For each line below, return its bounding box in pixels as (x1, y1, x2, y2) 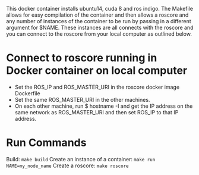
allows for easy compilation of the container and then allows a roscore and (6, 11, 189, 18)
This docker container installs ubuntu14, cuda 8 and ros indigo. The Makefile (6, 5, 193, 12)
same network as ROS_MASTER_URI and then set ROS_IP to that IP (14, 108, 179, 115)
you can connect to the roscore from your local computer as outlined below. (6, 30, 192, 37)
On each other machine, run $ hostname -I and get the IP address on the (14, 102, 193, 110)
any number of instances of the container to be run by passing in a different (6, 18, 191, 24)
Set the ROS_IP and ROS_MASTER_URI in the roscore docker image (14, 83, 180, 90)
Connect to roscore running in (6, 51, 157, 65)
